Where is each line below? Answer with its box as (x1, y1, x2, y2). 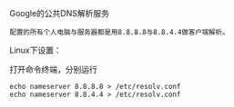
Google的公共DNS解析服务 (9, 8, 110, 18)
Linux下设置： (9, 44, 62, 55)
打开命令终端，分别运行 (9, 64, 97, 74)
